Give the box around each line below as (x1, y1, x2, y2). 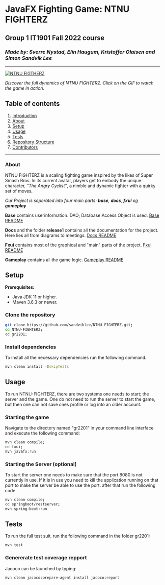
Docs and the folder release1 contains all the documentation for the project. (5, 227, 159, 233)
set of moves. (5, 188, 33, 194)
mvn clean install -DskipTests (5, 364, 69, 369)
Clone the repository (5, 311, 55, 318)
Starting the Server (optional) (5, 461, 77, 468)
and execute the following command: (5, 430, 80, 436)
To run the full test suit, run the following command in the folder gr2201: (5, 533, 150, 539)
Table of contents (5, 100, 60, 108)
